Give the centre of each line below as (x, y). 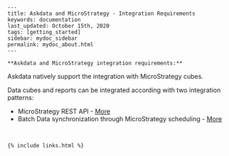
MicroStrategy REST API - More (64, 111)
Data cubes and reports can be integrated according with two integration (114, 90)
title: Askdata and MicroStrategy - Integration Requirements (101, 13)
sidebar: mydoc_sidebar (43, 38)
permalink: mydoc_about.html (50, 45)
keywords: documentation (44, 20)
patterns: (21, 97)
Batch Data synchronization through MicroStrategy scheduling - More (120, 119)
